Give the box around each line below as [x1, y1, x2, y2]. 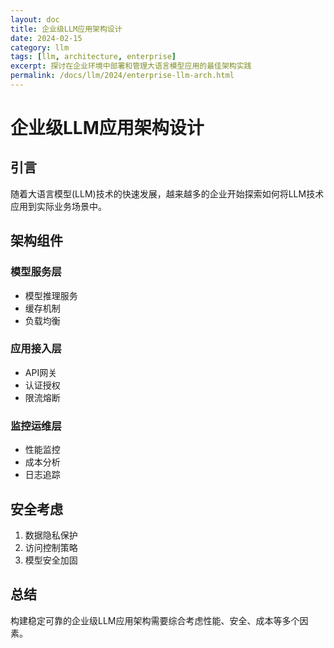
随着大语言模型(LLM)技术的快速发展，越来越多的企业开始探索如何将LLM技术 [10, 187, 325, 200]
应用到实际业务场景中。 [10, 200, 107, 212]
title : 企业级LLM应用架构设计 [10, 24, 123, 34]
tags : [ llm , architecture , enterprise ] [10, 52, 177, 62]
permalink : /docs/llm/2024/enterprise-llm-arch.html [10, 71, 235, 81]
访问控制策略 [24, 541, 78, 553]
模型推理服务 [24, 289, 78, 301]
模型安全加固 [24, 554, 78, 566]
